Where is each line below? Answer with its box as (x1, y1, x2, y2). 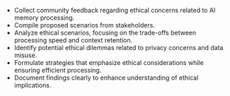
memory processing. (13, 13, 75, 22)
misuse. (13, 51, 38, 59)
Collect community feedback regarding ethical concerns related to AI (13, 6, 216, 14)
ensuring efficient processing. (13, 66, 102, 74)
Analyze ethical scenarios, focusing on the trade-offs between (13, 28, 197, 37)
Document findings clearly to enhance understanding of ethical (13, 73, 199, 82)
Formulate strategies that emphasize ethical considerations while (13, 59, 204, 66)
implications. (13, 81, 52, 89)
